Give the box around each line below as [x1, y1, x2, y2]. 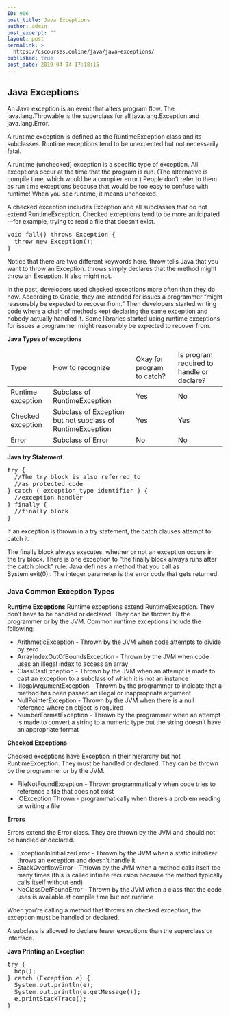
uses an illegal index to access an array [16, 660, 129, 668]
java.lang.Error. [7, 119, 50, 128]
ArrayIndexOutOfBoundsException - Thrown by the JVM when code [16, 652, 209, 660]
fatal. [7, 147, 22, 155]
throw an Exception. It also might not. [7, 272, 112, 280]
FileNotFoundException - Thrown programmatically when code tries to [16, 780, 216, 788]
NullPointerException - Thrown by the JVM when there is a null [16, 696, 195, 704]
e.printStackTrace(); [14, 995, 87, 1002]
